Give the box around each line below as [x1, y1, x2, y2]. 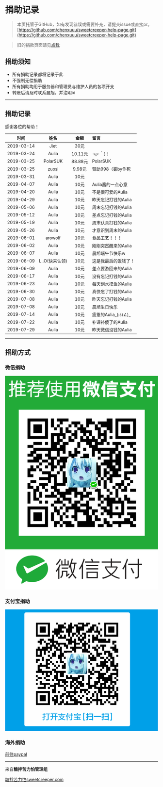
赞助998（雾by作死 [92, 166, 131, 172]
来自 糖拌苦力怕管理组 [5, 766, 48, 772]
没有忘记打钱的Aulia [92, 273, 132, 279]
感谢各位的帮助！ [5, 123, 39, 129]
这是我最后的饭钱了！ [92, 258, 135, 264]
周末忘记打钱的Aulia [92, 204, 132, 210]
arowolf [45, 235, 61, 241]
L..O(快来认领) [38, 258, 67, 264]
